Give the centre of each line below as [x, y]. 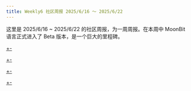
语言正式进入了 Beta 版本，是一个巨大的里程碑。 [65, 36]
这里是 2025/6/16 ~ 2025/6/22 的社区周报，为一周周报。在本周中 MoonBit [96, 29]
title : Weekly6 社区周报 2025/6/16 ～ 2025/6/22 [65, 11]
